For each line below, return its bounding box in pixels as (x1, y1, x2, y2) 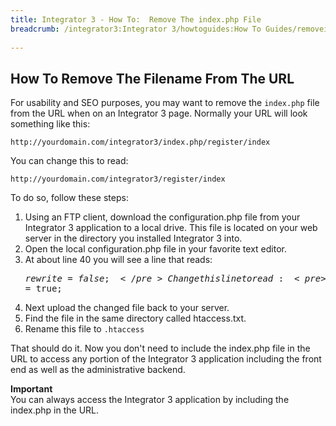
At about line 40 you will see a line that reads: (24, 254, 213, 266)
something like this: (10, 118, 91, 130)
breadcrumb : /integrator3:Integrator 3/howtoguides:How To (10, 24, 262, 34)
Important (10, 383, 53, 395)
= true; (24, 283, 63, 295)
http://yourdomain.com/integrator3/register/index (10, 174, 226, 185)
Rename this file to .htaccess (24, 323, 145, 335)
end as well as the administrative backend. (10, 364, 186, 376)
